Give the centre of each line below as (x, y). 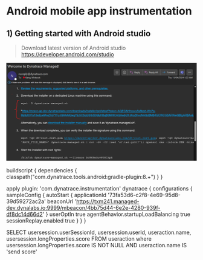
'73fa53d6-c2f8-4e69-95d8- (144, 195)
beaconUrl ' (62, 201)
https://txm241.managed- (108, 201)
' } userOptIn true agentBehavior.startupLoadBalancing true (117, 214)
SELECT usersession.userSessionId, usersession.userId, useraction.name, (99, 232)
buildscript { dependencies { (42, 171)
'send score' (22, 252)
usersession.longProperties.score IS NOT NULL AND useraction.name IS (97, 245)
